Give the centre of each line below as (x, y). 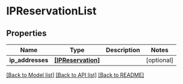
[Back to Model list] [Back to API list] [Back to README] (75, 75)
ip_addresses (29, 60)
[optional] (160, 60)
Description (123, 50)
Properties (26, 33)
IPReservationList (51, 11)
